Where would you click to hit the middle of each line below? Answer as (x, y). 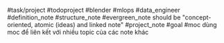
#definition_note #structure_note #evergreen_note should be (94, 17)
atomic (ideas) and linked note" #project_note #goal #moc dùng (126, 25)
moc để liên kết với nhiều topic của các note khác (78, 32)
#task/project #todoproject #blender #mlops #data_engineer (94, 10)
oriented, (20, 25)
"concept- (197, 17)
